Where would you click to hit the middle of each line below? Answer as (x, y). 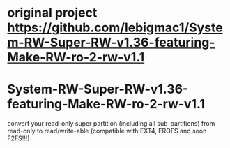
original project (52, 13)
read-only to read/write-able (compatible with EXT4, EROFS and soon (107, 131)
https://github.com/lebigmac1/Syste (115, 28)
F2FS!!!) (18, 138)
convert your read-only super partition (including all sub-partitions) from (111, 124)
